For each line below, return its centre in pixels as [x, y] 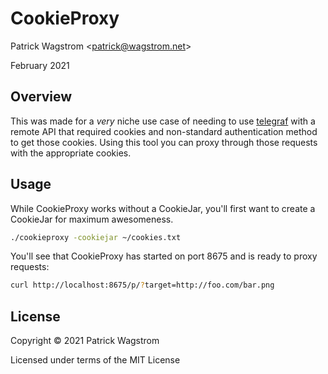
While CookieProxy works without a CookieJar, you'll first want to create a [163, 208]
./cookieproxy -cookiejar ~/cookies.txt [96, 237]
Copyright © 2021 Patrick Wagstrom [85, 341]
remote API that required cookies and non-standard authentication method [164, 131]
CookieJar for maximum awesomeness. [92, 219]
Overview [41, 97]
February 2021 [40, 65]
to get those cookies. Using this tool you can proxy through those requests [164, 142]
